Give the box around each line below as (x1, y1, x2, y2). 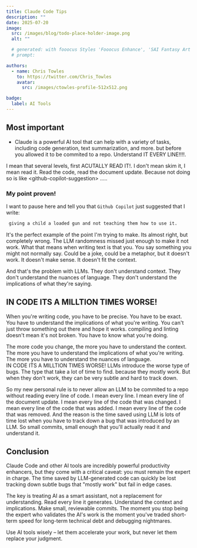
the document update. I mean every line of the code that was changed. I (6, 398, 181, 405)
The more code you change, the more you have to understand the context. (6, 343, 187, 350)
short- (171, 511, 186, 519)
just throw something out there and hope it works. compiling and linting (6, 325, 179, 332)
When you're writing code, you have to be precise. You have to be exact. (6, 313, 182, 320)
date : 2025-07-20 (6, 19, 49, 25)
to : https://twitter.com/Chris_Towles (16, 74, 112, 80)
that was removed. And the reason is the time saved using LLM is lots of (6, 411, 181, 418)
